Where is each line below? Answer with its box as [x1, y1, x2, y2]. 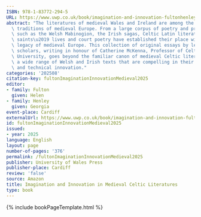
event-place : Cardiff [6, 109, 60, 115]
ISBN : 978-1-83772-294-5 [6, 8, 68, 15]
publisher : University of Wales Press [6, 159, 103, 165]
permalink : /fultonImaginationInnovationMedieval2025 [6, 153, 144, 159]
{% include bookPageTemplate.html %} [6, 203, 103, 210]
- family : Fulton [6, 87, 50, 93]
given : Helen [11, 92, 44, 98]
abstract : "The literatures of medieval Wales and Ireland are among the [6, 20, 194, 26]
